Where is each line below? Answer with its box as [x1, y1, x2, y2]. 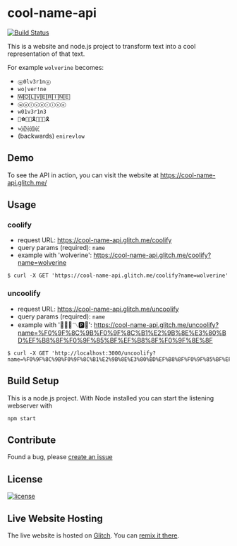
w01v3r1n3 [17, 108, 47, 115]
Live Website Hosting [7, 512, 104, 524]
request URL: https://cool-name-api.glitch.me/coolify [17, 236, 172, 244]
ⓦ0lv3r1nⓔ [17, 78, 51, 85]
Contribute [7, 434, 56, 446]
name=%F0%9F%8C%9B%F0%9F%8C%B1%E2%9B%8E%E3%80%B [17, 328, 227, 337]
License [7, 473, 43, 485]
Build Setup [7, 375, 59, 387]
